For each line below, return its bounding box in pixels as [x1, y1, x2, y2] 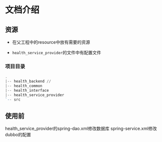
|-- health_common [5, 83, 42, 88]
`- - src [5, 97, 21, 102]
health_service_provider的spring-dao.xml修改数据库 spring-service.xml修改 [5, 125, 157, 132]
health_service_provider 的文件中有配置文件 [12, 50, 101, 55]
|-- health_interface [5, 88, 49, 93]
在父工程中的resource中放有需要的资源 [12, 40, 90, 45]
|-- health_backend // [5, 79, 51, 84]
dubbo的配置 [5, 132, 31, 138]
